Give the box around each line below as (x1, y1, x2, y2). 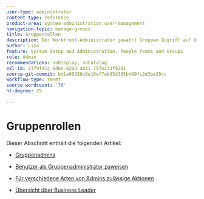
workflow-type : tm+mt (6, 76, 61, 83)
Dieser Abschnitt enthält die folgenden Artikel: (6, 139, 121, 146)
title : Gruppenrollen (6, 32, 61, 38)
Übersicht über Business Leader (15, 186, 96, 194)
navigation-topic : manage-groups (6, 25, 91, 32)
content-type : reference (6, 15, 69, 21)
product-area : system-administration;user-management (6, 20, 146, 26)
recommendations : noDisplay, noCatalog (6, 59, 107, 66)
